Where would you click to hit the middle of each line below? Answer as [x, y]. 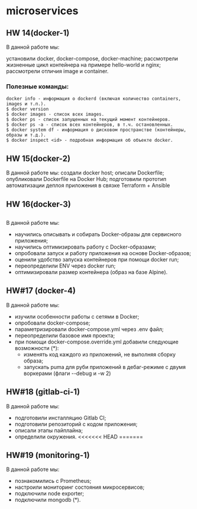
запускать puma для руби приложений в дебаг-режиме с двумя [105, 367]
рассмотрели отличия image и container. [57, 71]
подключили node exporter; [49, 494]
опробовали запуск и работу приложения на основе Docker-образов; [103, 253]
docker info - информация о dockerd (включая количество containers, [94, 99]
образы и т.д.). [26, 135]
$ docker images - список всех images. [55, 114]
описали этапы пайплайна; [49, 430]
